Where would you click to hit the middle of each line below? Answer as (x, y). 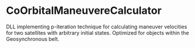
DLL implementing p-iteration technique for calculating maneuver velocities (97, 27)
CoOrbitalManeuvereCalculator (84, 11)
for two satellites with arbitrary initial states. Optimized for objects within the (97, 32)
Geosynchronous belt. (33, 39)
